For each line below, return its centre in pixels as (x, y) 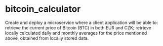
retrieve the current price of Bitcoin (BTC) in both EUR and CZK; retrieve (78, 27)
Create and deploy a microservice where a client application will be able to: (81, 23)
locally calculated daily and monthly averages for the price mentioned (76, 33)
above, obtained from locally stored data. (47, 38)
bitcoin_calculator (43, 9)
